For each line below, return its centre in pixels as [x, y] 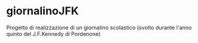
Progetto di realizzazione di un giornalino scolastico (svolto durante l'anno [99, 27]
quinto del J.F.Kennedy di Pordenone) [53, 33]
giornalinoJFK [43, 11]
